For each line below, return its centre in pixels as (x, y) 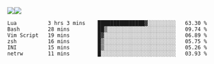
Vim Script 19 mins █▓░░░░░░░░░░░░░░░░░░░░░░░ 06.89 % (107, 35)
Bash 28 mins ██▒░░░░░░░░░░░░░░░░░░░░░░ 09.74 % (107, 29)
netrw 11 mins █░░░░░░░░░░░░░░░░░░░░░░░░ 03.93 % (107, 54)
